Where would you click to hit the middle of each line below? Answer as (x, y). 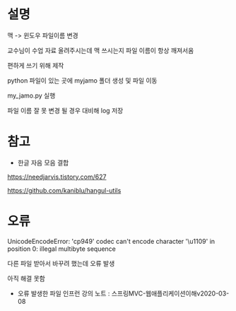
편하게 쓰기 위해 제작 (36, 65)
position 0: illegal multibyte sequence (62, 249)
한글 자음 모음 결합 (43, 163)
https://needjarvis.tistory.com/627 (57, 177)
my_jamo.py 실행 (31, 95)
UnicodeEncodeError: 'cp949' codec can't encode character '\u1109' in (111, 241)
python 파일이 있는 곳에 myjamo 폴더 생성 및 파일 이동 (82, 80)
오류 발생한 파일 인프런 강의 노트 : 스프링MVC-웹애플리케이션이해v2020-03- (123, 293)
